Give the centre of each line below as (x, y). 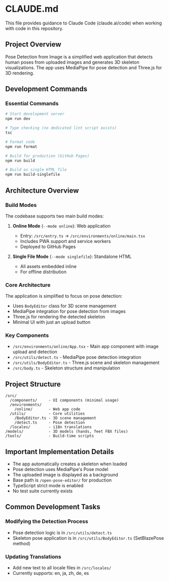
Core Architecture (28, 285)
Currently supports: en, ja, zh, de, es (51, 573)
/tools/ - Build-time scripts (50, 436)
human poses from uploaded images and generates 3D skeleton (72, 62)
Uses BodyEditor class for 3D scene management (64, 306)
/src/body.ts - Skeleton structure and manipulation (66, 368)
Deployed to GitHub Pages (48, 246)
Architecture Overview (42, 190)
